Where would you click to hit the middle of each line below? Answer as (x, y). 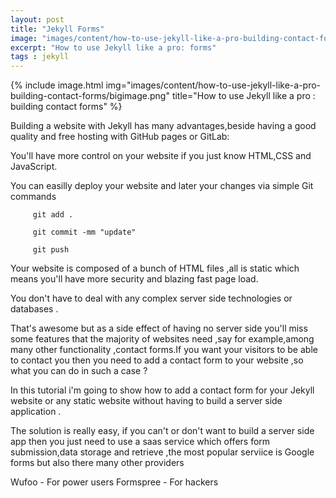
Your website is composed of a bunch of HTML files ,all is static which (155, 268)
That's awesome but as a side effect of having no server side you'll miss (159, 328)
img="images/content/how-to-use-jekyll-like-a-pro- (213, 85)
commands (33, 197)
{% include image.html (57, 85)
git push (51, 250)
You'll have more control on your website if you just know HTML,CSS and (161, 156)
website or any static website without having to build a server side (146, 401)
